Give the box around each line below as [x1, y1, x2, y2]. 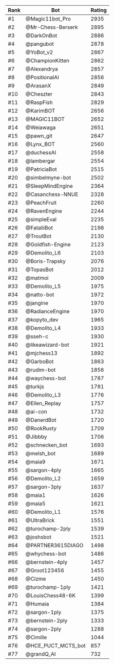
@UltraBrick [25, 517, 55, 524]
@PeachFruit [25, 199, 57, 206]
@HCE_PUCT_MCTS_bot [25, 642, 86, 649]
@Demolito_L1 [25, 509, 61, 515]
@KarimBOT [25, 107, 55, 114]
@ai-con [25, 408, 47, 415]
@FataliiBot [25, 224, 53, 231]
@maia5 [25, 500, 46, 507]
